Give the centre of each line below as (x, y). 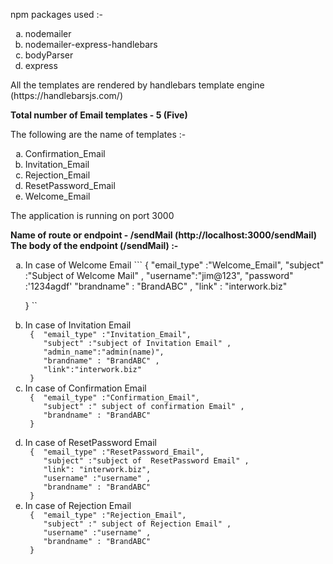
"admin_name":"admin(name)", (104, 352)
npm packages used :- (57, 14)
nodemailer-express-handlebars (91, 44)
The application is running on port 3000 (92, 215)
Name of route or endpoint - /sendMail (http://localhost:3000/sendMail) (164, 235)
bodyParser (49, 55)
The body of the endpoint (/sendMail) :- (94, 245)
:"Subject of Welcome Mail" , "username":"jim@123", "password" (159, 275)
